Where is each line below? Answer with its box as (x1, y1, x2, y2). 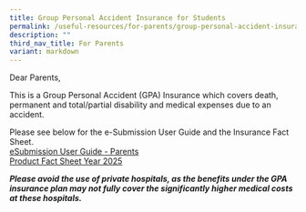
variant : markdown (9, 47, 79, 56)
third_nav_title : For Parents (9, 38, 125, 48)
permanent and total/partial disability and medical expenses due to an (9, 99, 271, 110)
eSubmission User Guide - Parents (9, 146, 139, 157)
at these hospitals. (9, 193, 82, 204)
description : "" (9, 30, 71, 39)
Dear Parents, (9, 72, 61, 83)
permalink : (9, 22, 51, 31)
